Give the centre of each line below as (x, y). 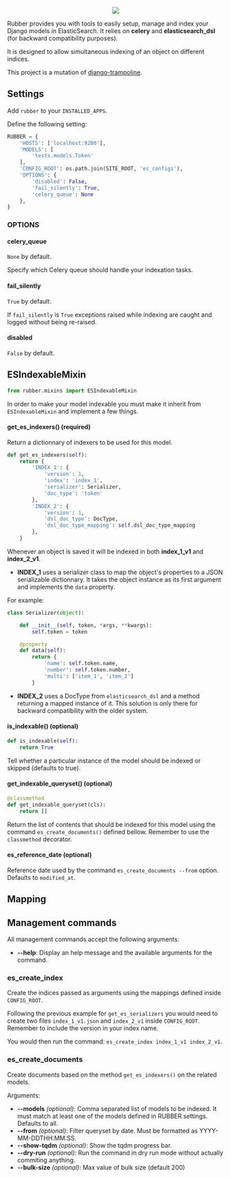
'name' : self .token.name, (81, 664)
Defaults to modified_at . (41, 877)
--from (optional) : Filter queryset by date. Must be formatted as (107, 1130)
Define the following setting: (47, 124)
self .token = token (60, 631)
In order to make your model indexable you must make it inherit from (104, 404)
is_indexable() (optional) (43, 726)
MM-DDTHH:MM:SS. (47, 1138)
